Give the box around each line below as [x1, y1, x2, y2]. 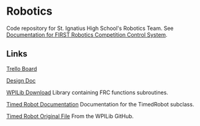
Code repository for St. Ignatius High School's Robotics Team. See [6, 24, 174, 32]
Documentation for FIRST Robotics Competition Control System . [6, 31, 168, 38]
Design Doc [6, 76, 36, 84]
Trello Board [6, 65, 37, 72]
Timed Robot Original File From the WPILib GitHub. [6, 112, 134, 120]
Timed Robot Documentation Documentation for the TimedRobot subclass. [6, 100, 194, 108]
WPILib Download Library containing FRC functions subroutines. [6, 89, 168, 96]
